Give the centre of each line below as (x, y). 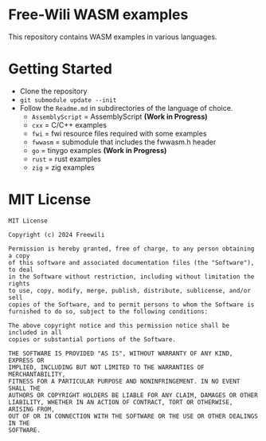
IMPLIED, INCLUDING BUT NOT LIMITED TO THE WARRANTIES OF (106, 367)
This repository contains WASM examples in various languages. (113, 37)
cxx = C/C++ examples (69, 124)
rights (19, 283)
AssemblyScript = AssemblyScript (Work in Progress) (120, 116)
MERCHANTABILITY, (37, 374)
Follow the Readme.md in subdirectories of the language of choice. (126, 108)
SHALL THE (25, 388)
